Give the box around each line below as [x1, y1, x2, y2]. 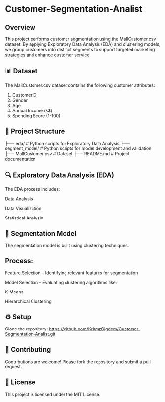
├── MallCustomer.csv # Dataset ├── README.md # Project [5, 150, 130, 156]
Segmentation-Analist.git [5, 331, 56, 337]
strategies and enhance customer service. [5, 52, 91, 58]
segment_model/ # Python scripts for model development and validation [5, 146, 152, 151]
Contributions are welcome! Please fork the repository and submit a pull [5, 359, 151, 365]
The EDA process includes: [5, 186, 60, 192]
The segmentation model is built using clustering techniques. [5, 243, 129, 249]
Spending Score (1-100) [12, 112, 61, 119]
